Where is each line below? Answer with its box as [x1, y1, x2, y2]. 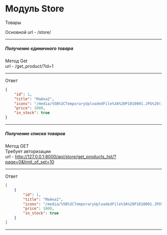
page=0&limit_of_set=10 [5, 159, 55, 165]
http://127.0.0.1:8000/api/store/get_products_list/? [14, 154, 117, 160]
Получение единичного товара [5, 45, 74, 51]
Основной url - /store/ [5, 29, 51, 35]
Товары [5, 19, 21, 25]
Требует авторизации [5, 148, 51, 154]
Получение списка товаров [5, 130, 66, 136]
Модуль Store [5, 3, 65, 14]
